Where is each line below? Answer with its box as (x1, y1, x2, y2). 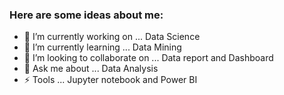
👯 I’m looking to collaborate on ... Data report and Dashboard (23, 52, 274, 64)
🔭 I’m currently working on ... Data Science (23, 31, 201, 43)
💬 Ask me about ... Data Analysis (23, 63, 159, 75)
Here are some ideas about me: (9, 8, 164, 22)
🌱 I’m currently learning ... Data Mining (23, 41, 182, 53)
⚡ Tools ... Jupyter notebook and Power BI (23, 74, 198, 86)
